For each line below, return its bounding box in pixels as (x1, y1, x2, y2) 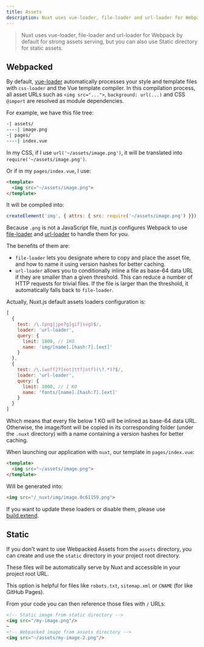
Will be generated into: (6, 482, 63, 490)
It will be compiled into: (6, 201, 64, 209)
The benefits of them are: (6, 242, 70, 250)
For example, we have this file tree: (6, 109, 94, 116)
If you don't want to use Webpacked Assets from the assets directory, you (6, 545, 192, 553)
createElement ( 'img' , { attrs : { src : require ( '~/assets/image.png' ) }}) (6, 213, 197, 219)
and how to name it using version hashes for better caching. (15, 261, 166, 268)
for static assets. (21, 44, 63, 52)
